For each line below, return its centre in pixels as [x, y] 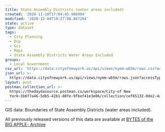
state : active [20, 23]
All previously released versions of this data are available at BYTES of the [79, 119]
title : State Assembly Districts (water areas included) [65, 10]
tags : [11, 32]
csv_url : [14, 69]
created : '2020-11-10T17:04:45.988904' [46, 14]
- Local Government [29, 64]
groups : [13, 60]
